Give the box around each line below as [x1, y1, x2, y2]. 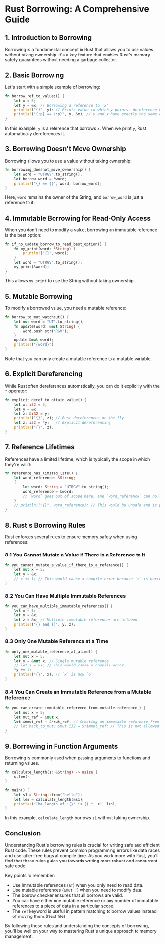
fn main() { [5, 787, 29, 793]
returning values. [5, 760, 39, 766]
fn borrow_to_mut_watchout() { [5, 315, 69, 320]
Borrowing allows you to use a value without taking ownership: [5, 158, 132, 164]
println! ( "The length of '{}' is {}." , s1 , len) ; [14, 802, 118, 806]
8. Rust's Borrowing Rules [5, 521, 86, 529]
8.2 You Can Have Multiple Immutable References [5, 592, 126, 599]
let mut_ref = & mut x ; [14, 715, 60, 720]
